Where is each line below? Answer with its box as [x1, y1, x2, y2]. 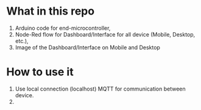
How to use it [6, 65, 74, 79]
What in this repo [6, 4, 95, 18]
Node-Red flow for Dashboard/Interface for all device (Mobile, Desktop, [15, 30, 196, 38]
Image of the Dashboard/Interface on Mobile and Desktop [15, 44, 160, 51]
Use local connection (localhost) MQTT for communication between [15, 85, 186, 92]
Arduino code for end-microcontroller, [15, 24, 111, 32]
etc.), [15, 37, 29, 44]
